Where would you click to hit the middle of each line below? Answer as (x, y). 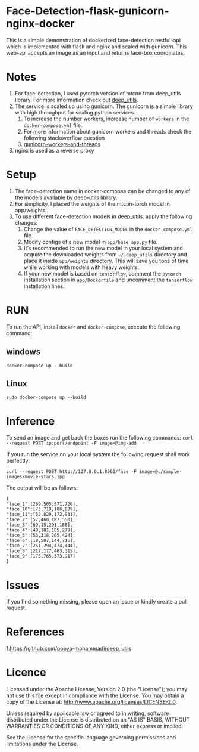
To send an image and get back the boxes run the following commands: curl (100, 438)
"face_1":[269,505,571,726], (42, 504)
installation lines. (44, 286)
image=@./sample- (160, 472)
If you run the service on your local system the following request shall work (98, 454)
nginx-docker (40, 24)
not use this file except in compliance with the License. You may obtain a (95, 695)
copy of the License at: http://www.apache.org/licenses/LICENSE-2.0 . (92, 702)
